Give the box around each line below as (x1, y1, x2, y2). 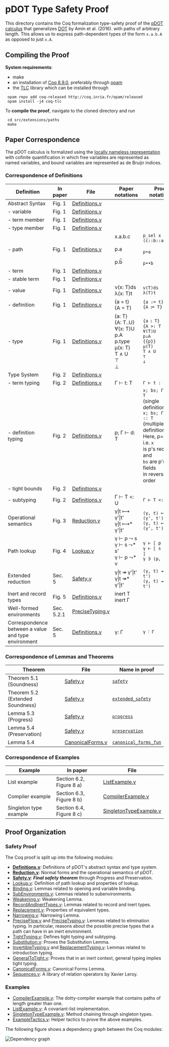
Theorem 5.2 (8, 689, 39, 696)
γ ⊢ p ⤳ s (115, 535, 137, 542)
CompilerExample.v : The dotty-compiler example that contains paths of (12, 995, 161, 1001)
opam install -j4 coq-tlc (7, 99, 62, 104)
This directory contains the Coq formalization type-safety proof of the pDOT (5, 20, 163, 26)
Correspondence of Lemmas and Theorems (5, 653, 114, 660)
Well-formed (8, 604, 39, 611)
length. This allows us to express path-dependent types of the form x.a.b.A (5, 31, 162, 37)
